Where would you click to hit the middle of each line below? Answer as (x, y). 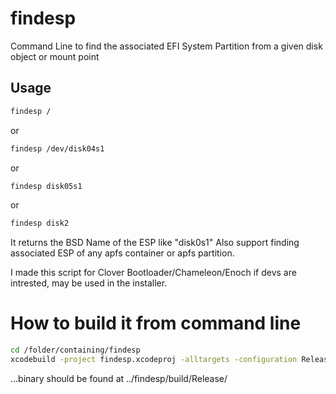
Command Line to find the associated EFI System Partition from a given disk (166, 46)
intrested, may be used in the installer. (89, 283)
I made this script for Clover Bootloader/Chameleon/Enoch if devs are (153, 273)
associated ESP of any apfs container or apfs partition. (122, 253)
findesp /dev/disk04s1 (57, 148)
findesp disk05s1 (46, 186)
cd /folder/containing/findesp (75, 350)
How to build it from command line (156, 323)
